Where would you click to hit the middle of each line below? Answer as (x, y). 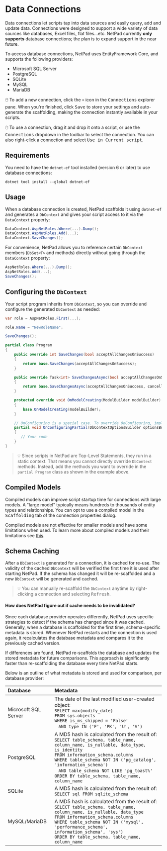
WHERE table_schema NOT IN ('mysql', (99, 822)
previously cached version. (33, 643)
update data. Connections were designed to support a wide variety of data (82, 28)
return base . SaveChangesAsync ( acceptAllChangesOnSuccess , (84, 386)
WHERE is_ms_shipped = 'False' (91, 720)
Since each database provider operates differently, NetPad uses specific (80, 616)
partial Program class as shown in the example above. (74, 472)
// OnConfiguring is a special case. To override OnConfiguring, (83, 423)
